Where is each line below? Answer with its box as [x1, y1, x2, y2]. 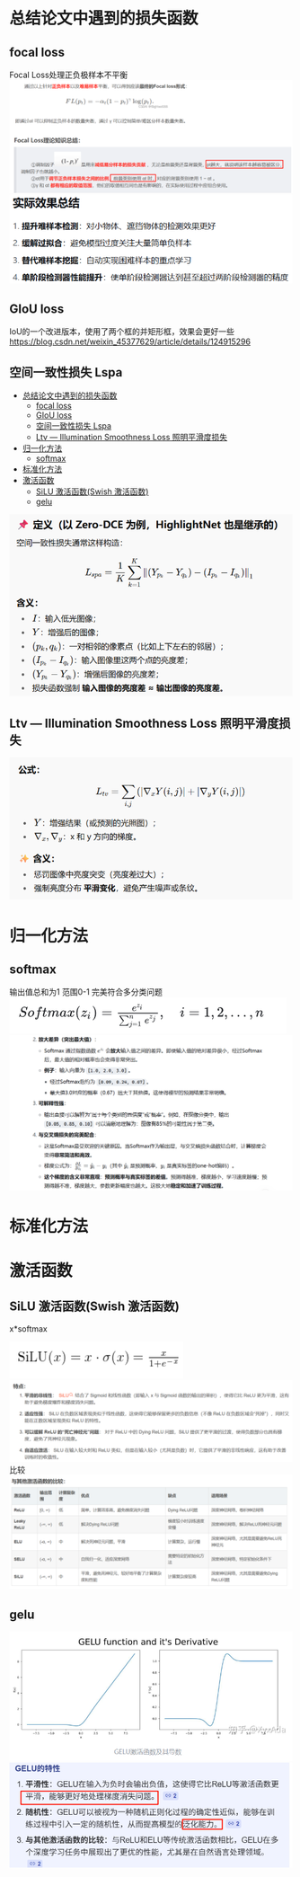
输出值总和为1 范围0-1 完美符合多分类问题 [9, 987, 163, 997]
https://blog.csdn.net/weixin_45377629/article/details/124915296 [9, 336, 251, 347]
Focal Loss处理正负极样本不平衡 [9, 69, 128, 80]
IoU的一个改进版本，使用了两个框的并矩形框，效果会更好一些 [9, 326, 235, 337]
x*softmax [9, 1323, 48, 1334]
